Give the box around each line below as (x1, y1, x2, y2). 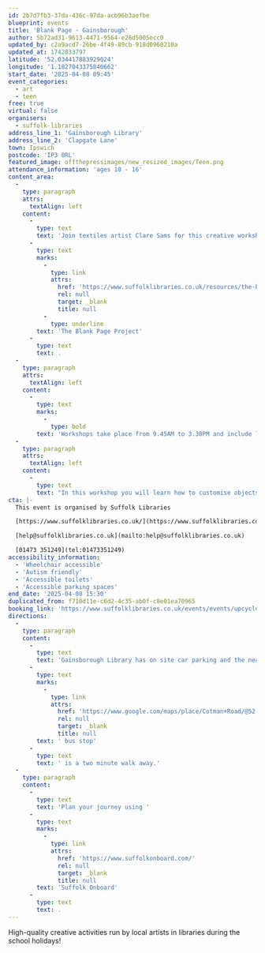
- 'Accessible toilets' (15, 576, 93, 583)
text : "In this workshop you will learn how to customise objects (36, 489, 259, 497)
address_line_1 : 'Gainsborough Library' (8, 129, 144, 137)
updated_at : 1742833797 (8, 48, 87, 56)
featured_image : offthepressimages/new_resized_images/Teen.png (8, 159, 224, 167)
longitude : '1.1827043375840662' (8, 63, 118, 71)
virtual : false (8, 107, 58, 115)
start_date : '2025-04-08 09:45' (8, 70, 114, 78)
